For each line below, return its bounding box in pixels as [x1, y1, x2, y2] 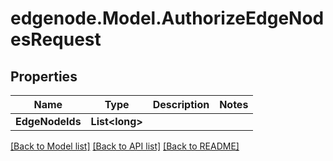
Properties [10, 68, 78, 85]
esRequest [10, 28, 102, 51]
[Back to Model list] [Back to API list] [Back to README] [10, 140, 240, 152]
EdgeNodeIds [15, 115, 82, 128]
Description [152, 98, 210, 111]
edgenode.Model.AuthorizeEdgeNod [10, 7, 325, 30]
